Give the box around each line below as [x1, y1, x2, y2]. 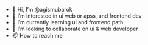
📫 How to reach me [12, 32, 63, 39]
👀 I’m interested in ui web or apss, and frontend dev [12, 12, 142, 19]
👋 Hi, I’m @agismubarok [12, 6, 72, 13]
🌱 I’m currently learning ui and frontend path [12, 19, 124, 26]
